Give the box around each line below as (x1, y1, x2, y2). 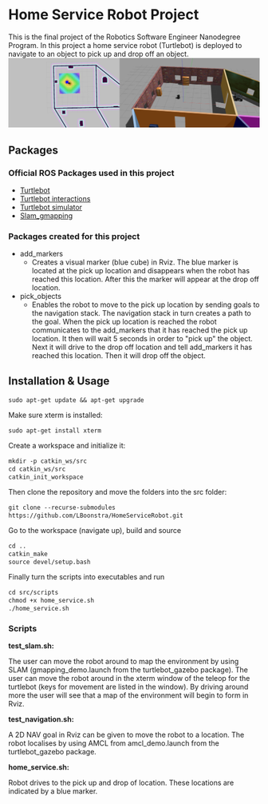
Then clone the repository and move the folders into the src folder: (8, 488, 227, 497)
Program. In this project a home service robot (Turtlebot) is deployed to (8, 40, 242, 50)
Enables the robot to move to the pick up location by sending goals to (31, 300, 261, 309)
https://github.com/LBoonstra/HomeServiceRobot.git (8, 511, 183, 520)
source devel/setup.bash (8, 558, 91, 567)
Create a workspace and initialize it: (8, 441, 126, 451)
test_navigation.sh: (8, 714, 74, 724)
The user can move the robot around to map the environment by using (8, 657, 239, 667)
